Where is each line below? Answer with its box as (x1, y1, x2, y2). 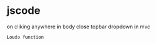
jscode (6, 4, 41, 17)
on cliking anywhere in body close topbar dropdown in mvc (6, 23, 151, 30)
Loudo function (6, 34, 44, 40)
